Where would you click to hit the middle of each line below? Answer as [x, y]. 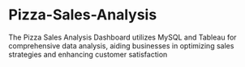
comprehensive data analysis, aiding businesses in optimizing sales [121, 45]
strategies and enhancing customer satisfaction [88, 54]
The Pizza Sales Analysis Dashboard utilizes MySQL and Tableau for [122, 37]
